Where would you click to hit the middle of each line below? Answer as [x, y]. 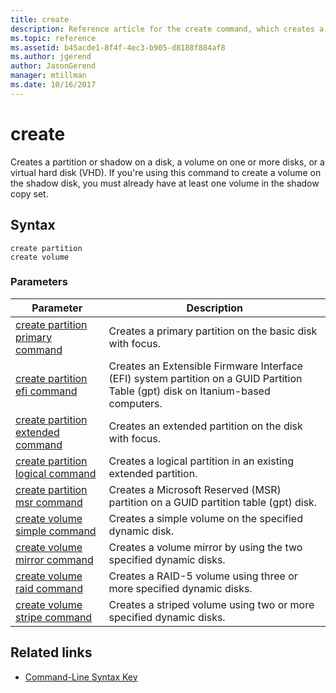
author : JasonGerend [53, 66]
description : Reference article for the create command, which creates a [167, 29]
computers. [135, 403]
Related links [51, 652]
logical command [56, 473]
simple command [56, 531]
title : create [40, 19]
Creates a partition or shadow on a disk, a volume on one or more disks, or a [167, 162]
